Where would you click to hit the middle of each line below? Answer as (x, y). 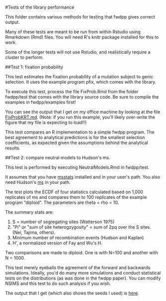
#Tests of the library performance (40, 7)
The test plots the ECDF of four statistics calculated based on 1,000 (74, 192)
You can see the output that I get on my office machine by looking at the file (83, 112)
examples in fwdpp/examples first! (41, 102)
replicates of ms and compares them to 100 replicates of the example (76, 197)
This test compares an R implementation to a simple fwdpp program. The (80, 132)
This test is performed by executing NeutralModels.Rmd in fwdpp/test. (77, 167)
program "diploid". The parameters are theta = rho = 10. (62, 202)
